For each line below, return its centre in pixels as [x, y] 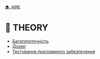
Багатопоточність [30, 41]
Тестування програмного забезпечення [54, 51]
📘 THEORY [27, 28]
